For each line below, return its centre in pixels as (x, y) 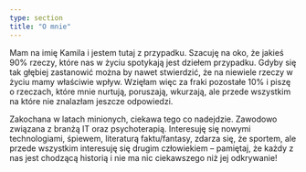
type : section (37, 18)
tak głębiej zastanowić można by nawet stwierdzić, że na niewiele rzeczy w (152, 72)
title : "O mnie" (40, 27)
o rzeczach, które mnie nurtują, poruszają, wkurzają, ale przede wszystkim (150, 91)
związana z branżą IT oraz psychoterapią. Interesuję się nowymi (130, 128)
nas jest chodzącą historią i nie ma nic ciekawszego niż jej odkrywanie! (143, 157)
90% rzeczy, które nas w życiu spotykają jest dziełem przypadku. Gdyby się (153, 62)
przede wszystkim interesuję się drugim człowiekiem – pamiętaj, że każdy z (152, 148)
